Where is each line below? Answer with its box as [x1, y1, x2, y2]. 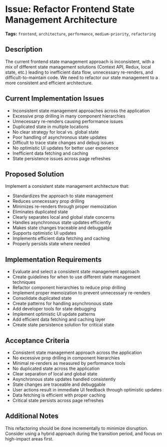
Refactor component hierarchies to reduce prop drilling [12, 284, 126, 291]
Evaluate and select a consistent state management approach [12, 269, 140, 275]
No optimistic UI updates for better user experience [12, 145, 119, 151]
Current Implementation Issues [5, 94, 104, 103]
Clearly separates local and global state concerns [12, 214, 115, 220]
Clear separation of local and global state [12, 371, 97, 376]
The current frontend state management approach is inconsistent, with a [5, 59, 154, 65]
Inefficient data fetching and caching [12, 150, 88, 156]
